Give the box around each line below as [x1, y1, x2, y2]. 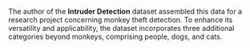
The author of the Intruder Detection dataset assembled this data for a [8, 7, 243, 16]
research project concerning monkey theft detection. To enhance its [8, 15, 233, 24]
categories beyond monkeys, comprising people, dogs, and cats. [8, 32, 223, 41]
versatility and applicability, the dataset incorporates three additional [8, 24, 235, 32]
